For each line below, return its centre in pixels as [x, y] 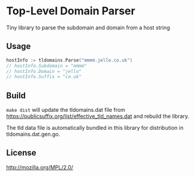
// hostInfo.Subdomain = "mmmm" [46, 66]
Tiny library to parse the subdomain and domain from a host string [88, 28]
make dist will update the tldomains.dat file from [66, 110]
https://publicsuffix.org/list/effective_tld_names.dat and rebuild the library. [98, 116]
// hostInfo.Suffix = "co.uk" [44, 77]
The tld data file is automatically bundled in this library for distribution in [95, 128]
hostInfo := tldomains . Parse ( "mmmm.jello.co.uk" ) [70, 60]
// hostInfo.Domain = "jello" [44, 71]
